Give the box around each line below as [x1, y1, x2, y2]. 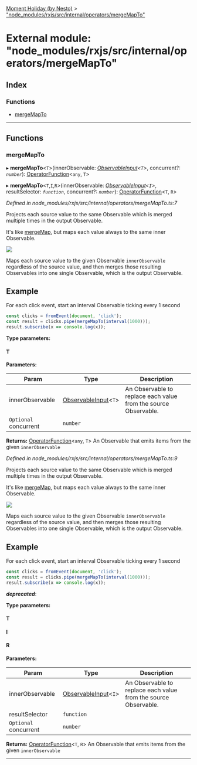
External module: [6, 32, 91, 45]
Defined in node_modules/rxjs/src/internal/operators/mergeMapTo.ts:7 [6, 199, 178, 206]
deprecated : [6, 590, 37, 597]
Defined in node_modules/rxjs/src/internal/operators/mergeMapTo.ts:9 [6, 455, 178, 462]
